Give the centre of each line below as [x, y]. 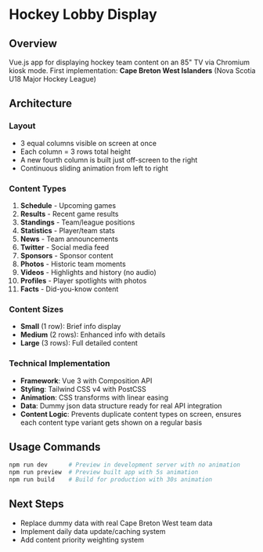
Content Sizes [36, 309]
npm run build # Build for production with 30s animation [111, 480]
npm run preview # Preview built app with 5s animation [104, 473]
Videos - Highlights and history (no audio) [88, 272]
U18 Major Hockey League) [53, 79]
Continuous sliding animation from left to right [94, 168]
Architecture [41, 104]
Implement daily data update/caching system [93, 531]
